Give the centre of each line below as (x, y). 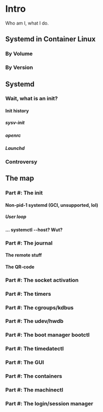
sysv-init (15, 122)
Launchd (15, 148)
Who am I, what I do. (27, 23)
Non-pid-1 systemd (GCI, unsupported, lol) (52, 205)
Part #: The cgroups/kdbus (39, 308)
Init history (17, 111)
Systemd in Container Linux (50, 39)
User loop (16, 217)
